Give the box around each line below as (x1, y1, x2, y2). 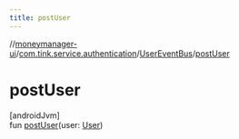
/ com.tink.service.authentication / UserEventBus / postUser (15, 47, 230, 59)
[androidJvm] (9, 110, 61, 121)
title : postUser (9, 13, 71, 23)
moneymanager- (15, 38, 77, 49)
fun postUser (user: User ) (9, 119, 104, 130)
